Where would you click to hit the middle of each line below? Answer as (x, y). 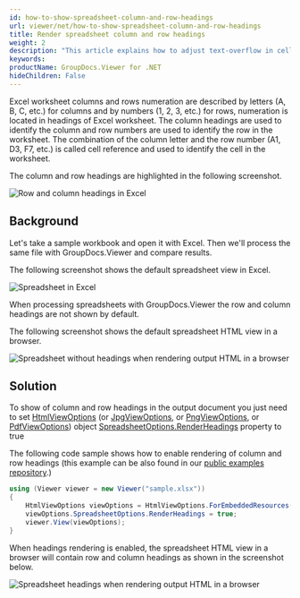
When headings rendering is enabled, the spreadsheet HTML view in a (139, 548)
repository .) (30, 473)
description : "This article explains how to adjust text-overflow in (142, 51)
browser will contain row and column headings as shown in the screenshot (146, 557)
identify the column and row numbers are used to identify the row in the (141, 130)
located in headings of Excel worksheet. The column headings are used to (146, 120)
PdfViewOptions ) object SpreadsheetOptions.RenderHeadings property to (146, 427)
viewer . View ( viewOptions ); (75, 522)
